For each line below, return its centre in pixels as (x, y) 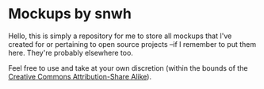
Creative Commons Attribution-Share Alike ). (80, 76)
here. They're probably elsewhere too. (71, 52)
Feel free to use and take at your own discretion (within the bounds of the (128, 68)
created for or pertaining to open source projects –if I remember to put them (132, 44)
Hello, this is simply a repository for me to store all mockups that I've (120, 36)
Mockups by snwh (70, 14)
